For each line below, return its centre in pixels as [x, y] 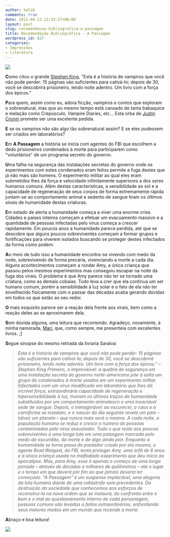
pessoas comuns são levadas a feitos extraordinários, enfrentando [88, 504]
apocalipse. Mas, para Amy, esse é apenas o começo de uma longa [89, 461]
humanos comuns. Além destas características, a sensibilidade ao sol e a [82, 186]
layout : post [19, 24]
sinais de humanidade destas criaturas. [46, 202]
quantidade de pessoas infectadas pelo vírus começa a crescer [72, 223]
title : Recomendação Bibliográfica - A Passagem [58, 34]
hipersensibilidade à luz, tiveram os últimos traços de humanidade [87, 396]
